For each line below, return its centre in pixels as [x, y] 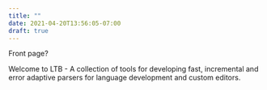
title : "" [25, 16]
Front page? [28, 54]
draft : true [28, 31]
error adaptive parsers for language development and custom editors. [125, 78]
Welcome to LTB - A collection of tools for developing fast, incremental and [133, 69]
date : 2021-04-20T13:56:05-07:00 [65, 23]
